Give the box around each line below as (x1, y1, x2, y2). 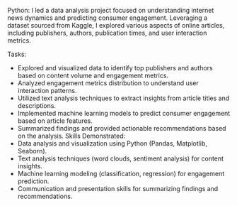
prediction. (17, 177, 50, 185)
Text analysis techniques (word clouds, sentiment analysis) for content (17, 154, 224, 163)
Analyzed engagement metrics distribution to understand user (17, 79, 200, 87)
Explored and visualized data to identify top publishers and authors (17, 64, 214, 72)
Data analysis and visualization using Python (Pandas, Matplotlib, (17, 139, 207, 148)
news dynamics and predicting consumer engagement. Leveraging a (7, 13, 207, 22)
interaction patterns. (17, 87, 77, 94)
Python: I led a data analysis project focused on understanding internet (7, 6, 214, 14)
